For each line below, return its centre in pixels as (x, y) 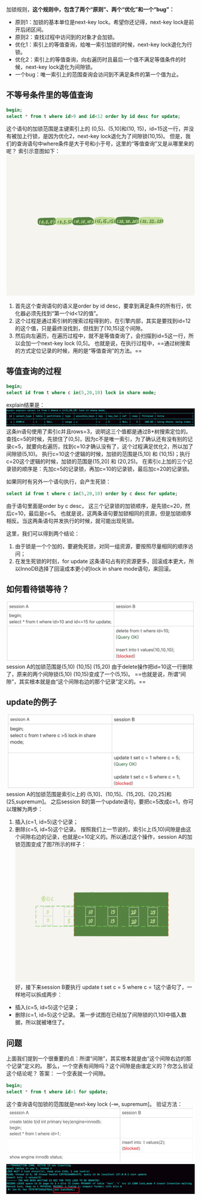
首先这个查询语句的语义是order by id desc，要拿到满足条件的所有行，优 (103, 306)
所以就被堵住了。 (46, 1022)
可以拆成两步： (44, 995)
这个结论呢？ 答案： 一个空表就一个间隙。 (57, 1074)
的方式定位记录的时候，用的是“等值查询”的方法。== (78, 351)
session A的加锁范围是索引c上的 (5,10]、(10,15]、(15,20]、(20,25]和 (89, 794)
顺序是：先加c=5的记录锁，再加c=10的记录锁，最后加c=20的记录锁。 (107, 468)
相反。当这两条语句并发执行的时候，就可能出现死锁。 (72, 520)
